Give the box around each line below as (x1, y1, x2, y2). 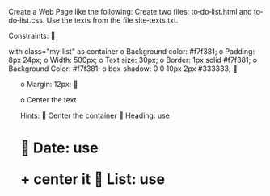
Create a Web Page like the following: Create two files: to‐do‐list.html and (8, 7, 252, 16)
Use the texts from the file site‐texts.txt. (46, 15, 179, 25)
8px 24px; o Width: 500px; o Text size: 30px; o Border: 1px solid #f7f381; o (8, 56, 257, 65)
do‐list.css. (8, 15, 45, 25)
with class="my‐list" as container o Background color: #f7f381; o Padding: (8, 47, 255, 56)
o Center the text (19, 95, 77, 104)
